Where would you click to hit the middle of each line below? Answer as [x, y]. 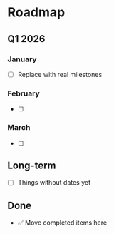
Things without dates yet [54, 183]
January [22, 59]
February [24, 93]
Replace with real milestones [60, 74]
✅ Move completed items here [62, 223]
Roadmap [36, 12]
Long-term [32, 165]
